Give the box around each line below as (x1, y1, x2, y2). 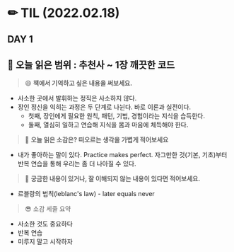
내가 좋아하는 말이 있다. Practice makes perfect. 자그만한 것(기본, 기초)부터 (17, 151, 228, 159)
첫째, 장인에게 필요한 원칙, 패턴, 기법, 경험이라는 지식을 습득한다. (28, 112, 206, 120)
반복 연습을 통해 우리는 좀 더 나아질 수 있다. (17, 159, 136, 168)
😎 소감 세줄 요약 (24, 205, 71, 213)
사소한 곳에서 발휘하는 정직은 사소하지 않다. (17, 94, 137, 103)
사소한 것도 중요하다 (17, 219, 73, 228)
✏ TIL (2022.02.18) (7, 5, 120, 21)
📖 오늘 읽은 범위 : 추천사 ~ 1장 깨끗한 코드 (7, 59, 175, 71)
